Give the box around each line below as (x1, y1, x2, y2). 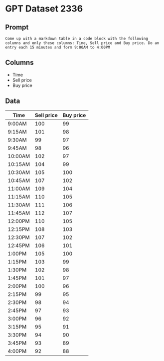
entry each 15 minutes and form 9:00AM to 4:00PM (5, 45, 111, 50)
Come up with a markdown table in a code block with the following (5, 36, 149, 41)
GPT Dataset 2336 (5, 3, 83, 14)
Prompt (5, 23, 29, 31)
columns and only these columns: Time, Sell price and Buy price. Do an (5, 40, 160, 45)
